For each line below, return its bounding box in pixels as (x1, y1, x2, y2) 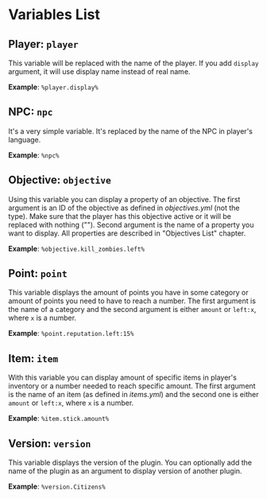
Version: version (8, 436, 91, 450)
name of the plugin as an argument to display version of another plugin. (8, 466, 242, 476)
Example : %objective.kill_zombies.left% (8, 244, 145, 253)
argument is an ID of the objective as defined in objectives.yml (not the (8, 203, 240, 212)
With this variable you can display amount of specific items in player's (8, 372, 237, 383)
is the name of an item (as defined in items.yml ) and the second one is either (8, 390, 259, 400)
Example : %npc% (8, 150, 60, 160)
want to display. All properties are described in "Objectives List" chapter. (8, 228, 246, 238)
